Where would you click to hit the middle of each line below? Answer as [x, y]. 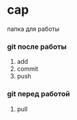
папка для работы [33, 29]
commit [28, 69]
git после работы [37, 47]
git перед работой [38, 94]
